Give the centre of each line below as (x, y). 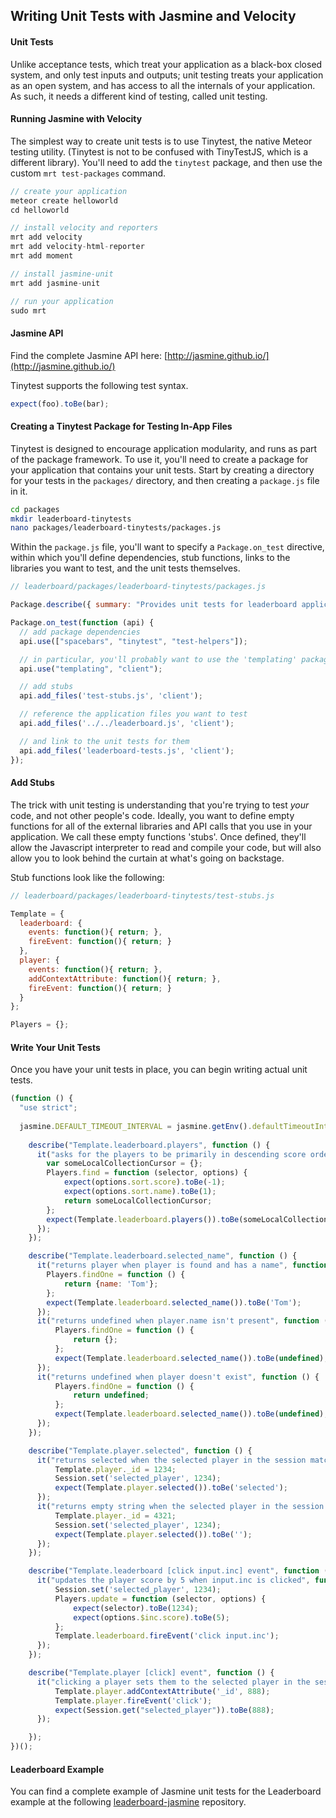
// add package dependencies (80, 632)
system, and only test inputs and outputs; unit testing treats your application (167, 75)
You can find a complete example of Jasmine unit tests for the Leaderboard (166, 1791)
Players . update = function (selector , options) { (160, 1599)
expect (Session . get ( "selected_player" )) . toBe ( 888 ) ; (164, 1710)
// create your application (69, 191)
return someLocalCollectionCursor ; (138, 1200)
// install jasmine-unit (62, 274)
